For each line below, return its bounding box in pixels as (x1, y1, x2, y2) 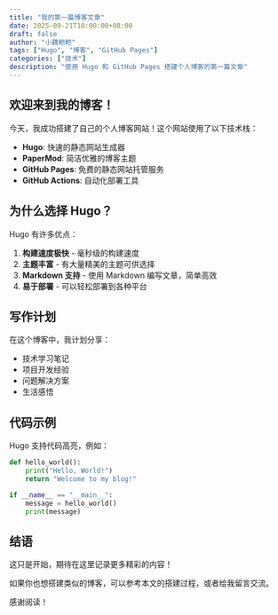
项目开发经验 (21, 365, 69, 375)
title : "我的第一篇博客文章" (9, 12, 105, 22)
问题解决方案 (21, 375, 69, 386)
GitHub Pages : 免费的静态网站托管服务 (21, 163, 164, 174)
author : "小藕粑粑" (9, 37, 76, 47)
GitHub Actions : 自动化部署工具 (21, 175, 139, 185)
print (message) (25, 507, 82, 516)
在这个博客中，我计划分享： (9, 335, 111, 345)
